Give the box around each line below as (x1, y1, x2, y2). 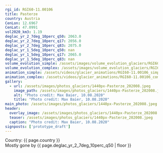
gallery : (5, 79, 23, 84)
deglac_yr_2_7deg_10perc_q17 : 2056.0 (5, 39, 81, 44)
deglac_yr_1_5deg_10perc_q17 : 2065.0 (5, 52, 81, 57)
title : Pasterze (5, 12, 38, 16)
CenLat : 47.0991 (5, 25, 38, 30)
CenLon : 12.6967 (5, 20, 38, 26)
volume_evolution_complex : (5, 66, 60, 71)
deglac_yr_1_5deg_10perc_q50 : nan (5, 47, 75, 52)
